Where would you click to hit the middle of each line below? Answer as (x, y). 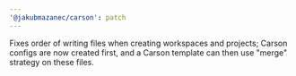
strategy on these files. (52, 62)
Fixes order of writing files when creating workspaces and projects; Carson (148, 43)
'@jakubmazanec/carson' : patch (68, 17)
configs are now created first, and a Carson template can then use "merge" (148, 52)
